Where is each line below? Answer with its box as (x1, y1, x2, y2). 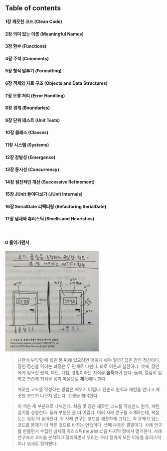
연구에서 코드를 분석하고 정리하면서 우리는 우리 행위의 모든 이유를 (17, 434, 144, 440)
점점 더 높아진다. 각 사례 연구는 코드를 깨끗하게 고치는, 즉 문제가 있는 (26, 416, 160, 422)
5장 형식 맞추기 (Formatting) (5, 68, 62, 74)
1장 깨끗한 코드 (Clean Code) (5, 18, 62, 24)
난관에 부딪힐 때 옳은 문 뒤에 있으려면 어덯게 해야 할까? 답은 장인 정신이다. (17, 357, 161, 363)
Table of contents (5, 4, 61, 12)
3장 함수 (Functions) (5, 43, 47, 49)
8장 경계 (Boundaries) (5, 105, 50, 111)
